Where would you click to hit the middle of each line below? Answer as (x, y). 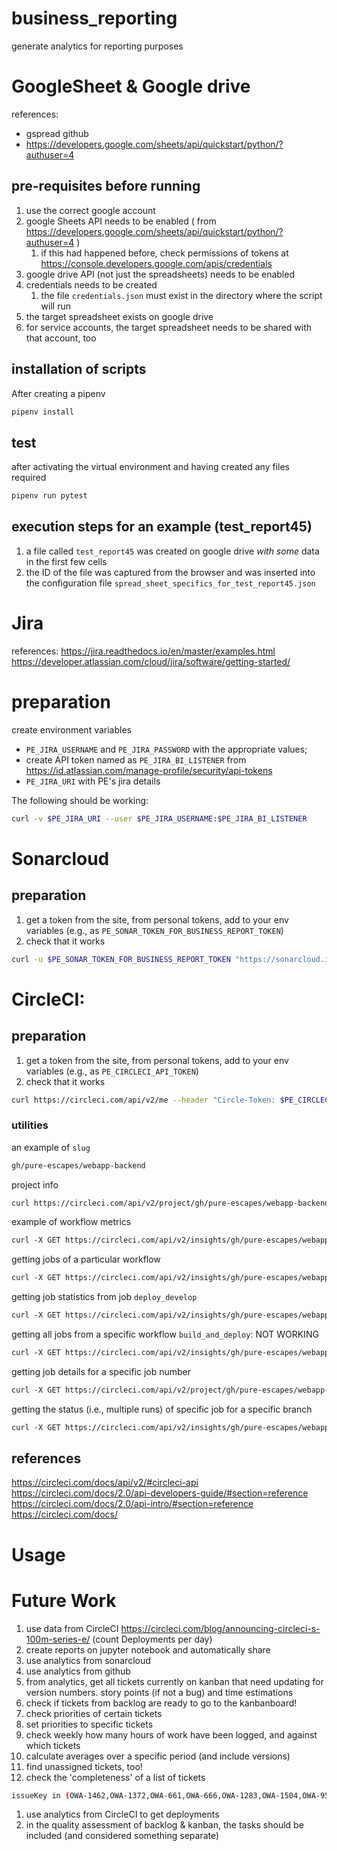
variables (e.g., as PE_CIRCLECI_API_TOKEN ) (112, 1071)
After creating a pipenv (58, 393)
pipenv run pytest (49, 496)
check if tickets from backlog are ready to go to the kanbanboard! (161, 1703)
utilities (30, 1125)
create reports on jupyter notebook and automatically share (148, 1649)
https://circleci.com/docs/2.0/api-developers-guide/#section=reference (160, 1493)
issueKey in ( (41, 1795)
